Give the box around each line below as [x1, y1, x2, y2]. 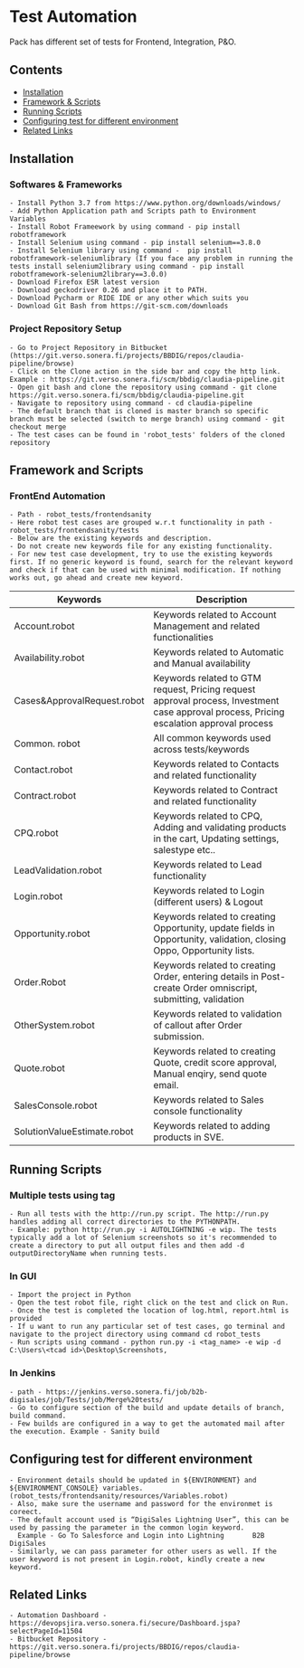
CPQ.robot [14, 827, 59, 839]
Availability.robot [14, 651, 85, 664]
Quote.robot [14, 1062, 65, 1075]
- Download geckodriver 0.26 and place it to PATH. [9, 286, 208, 295]
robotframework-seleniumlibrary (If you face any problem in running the [9, 254, 294, 263]
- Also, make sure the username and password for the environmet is [9, 1499, 273, 1508]
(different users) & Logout [153, 896, 264, 908]
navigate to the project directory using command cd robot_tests [9, 1330, 261, 1340]
